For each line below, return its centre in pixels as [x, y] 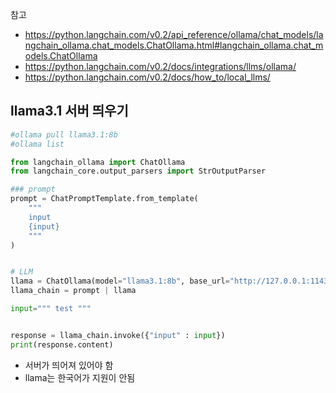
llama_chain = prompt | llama [73, 291]
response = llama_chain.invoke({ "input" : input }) [118, 335]
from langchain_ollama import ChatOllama [98, 162]
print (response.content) [62, 344]
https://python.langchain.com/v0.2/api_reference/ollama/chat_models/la [174, 34]
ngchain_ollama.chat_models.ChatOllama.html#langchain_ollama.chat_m [174, 45]
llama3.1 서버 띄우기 [69, 111]
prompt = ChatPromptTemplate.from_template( [104, 199]
